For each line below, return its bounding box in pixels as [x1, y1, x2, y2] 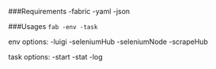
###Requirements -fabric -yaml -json [8, 7, 131, 16]
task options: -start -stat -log [8, 53, 103, 61]
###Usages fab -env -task [8, 22, 98, 31]
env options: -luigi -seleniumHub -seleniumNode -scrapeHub [8, 37, 208, 46]
